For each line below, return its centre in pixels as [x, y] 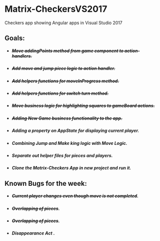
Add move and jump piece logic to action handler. [64, 69]
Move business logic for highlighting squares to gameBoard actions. [83, 106]
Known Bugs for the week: [46, 183]
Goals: [15, 38]
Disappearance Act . [33, 233]
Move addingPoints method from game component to [67, 51]
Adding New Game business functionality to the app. [67, 118]
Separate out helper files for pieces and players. [62, 155]
